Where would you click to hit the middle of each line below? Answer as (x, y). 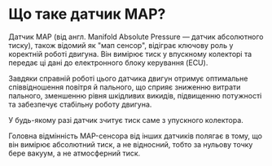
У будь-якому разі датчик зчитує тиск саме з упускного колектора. (126, 120)
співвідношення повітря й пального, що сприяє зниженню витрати (125, 87)
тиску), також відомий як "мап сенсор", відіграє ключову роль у (121, 45)
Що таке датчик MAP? (87, 14)
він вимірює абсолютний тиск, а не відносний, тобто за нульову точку (131, 144)
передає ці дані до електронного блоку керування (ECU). (108, 63)
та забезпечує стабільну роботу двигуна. (80, 104)
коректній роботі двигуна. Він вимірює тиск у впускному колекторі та (130, 54)
